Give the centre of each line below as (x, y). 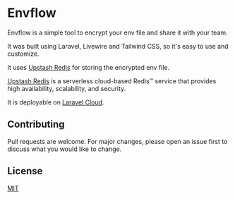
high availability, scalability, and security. (67, 88)
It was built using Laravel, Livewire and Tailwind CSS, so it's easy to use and (118, 46)
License (25, 171)
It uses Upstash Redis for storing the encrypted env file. (89, 67)
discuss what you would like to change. (65, 149)
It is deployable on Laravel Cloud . (56, 102)
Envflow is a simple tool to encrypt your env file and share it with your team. (117, 32)
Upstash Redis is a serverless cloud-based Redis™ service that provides (112, 81)
